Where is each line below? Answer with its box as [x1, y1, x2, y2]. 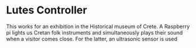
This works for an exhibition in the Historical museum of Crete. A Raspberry [6, 23, 190, 30]
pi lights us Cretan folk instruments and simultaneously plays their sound [6, 29, 183, 36]
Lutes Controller [6, 4, 87, 17]
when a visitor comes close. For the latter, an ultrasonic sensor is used [6, 35, 178, 42]
